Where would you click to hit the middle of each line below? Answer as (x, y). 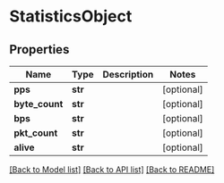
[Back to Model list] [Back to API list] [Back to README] (112, 170)
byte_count (39, 104)
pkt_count (36, 133)
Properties (39, 50)
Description (128, 75)
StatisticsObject (71, 17)
